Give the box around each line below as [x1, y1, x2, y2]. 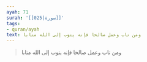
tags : [6, 20, 20, 26]
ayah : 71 [6, 9, 29, 15]
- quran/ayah [6, 26, 40, 33]
